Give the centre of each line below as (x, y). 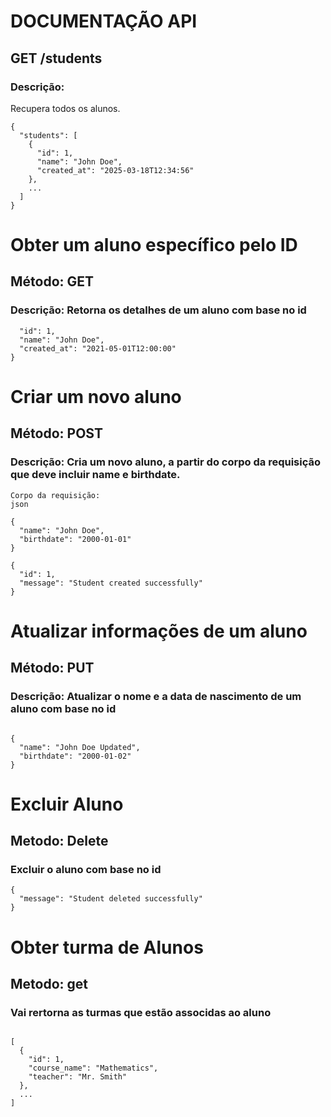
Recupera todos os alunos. (65, 108)
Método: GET (52, 281)
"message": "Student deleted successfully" (111, 899)
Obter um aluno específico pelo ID (154, 245)
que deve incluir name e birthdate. (95, 475)
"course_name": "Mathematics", (93, 1068)
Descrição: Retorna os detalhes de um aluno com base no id (158, 310)
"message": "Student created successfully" (111, 583)
